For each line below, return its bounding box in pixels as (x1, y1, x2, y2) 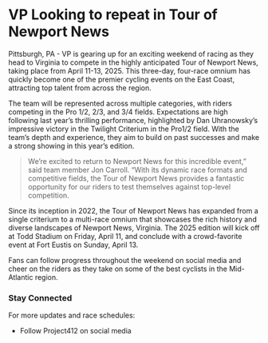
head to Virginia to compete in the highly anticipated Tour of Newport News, (8, 58, 259, 67)
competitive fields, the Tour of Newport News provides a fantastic (27, 173, 245, 183)
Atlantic (8, 272, 33, 281)
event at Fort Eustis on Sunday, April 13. (8, 240, 139, 249)
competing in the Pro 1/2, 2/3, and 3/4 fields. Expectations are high (8, 106, 229, 117)
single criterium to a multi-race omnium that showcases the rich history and (8, 214, 257, 224)
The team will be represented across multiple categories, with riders (8, 98, 233, 108)
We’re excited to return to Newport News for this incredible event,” (27, 156, 247, 166)
